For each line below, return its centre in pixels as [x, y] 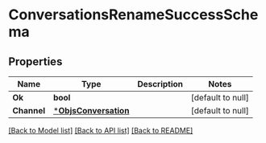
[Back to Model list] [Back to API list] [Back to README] [101, 131]
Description [160, 84]
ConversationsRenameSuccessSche [133, 15]
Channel [29, 110]
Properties [35, 61]
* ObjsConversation [91, 110]
